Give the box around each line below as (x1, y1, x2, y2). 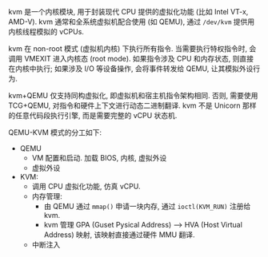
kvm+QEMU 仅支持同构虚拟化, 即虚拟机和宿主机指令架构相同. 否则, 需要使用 (8, 91, 258, 100)
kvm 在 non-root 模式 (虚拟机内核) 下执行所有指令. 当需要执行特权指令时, (8, 44, 248, 53)
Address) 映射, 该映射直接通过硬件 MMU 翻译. (43, 230, 195, 239)
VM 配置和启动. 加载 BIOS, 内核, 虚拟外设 (31, 153, 167, 162)
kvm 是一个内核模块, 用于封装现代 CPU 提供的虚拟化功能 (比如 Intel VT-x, (8, 7, 249, 16)
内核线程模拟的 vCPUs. (8, 27, 84, 36)
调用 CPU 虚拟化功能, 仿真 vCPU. (31, 182, 141, 191)
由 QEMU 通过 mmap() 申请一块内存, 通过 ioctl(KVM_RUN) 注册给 (43, 202, 251, 211)
